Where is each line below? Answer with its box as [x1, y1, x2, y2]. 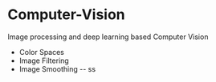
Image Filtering [18, 56, 69, 65]
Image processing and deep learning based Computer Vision [7, 32, 209, 41]
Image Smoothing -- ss [18, 64, 96, 73]
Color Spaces [18, 47, 65, 57]
